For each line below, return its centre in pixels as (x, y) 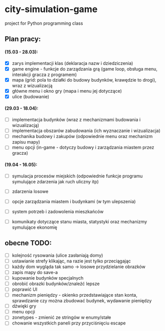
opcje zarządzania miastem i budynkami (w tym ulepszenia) (74, 201)
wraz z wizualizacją (32, 85)
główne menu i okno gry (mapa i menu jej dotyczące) (67, 91)
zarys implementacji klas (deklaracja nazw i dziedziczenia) (72, 63)
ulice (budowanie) (31, 96)
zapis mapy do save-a (35, 272)
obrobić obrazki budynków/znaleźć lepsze (56, 284)
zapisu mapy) (26, 142)
